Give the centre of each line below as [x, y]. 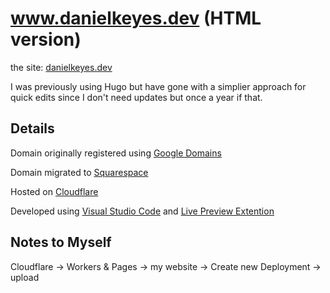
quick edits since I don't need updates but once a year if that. [136, 97]
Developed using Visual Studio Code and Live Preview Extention [142, 211]
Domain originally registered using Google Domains [116, 153]
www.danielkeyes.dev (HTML [136, 18]
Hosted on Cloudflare [54, 191]
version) [46, 39]
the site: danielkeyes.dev [61, 67]
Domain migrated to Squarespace [79, 172]
